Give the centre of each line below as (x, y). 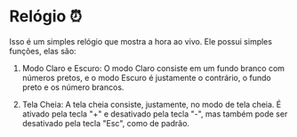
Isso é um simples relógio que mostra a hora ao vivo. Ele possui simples (141, 41)
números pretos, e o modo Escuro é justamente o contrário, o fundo (146, 77)
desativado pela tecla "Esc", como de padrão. (105, 123)
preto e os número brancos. (73, 87)
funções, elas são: (43, 51)
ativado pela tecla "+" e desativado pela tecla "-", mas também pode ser (155, 114)
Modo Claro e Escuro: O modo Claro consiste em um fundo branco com (153, 68)
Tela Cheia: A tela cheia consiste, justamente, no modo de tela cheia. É (152, 104)
